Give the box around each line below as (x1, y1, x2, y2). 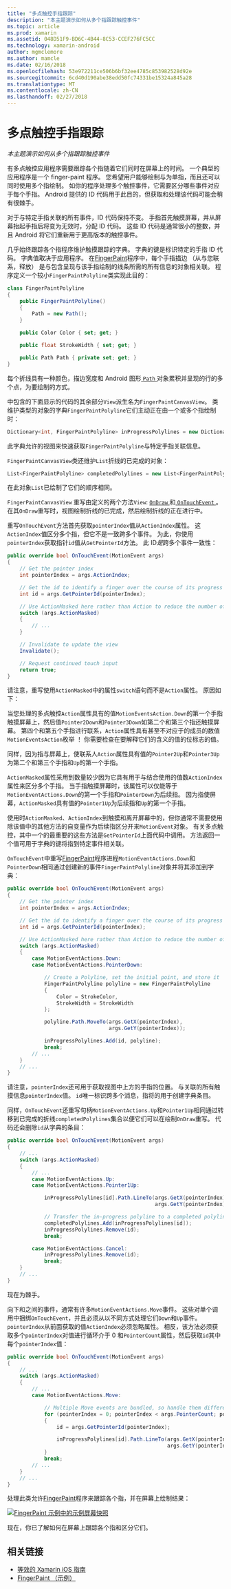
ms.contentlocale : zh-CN (7, 87, 78, 94)
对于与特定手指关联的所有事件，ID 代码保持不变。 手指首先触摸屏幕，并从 (7, 213, 215, 221)
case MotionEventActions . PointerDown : (32, 962, 143, 969)
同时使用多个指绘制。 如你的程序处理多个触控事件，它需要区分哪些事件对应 (7, 181, 220, 190)
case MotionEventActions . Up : (32, 1176, 115, 1183)
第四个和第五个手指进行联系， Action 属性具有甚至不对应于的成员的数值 (20, 727, 220, 735)
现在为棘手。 (7, 1290, 43, 1299)
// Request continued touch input (19, 660, 118, 667)
